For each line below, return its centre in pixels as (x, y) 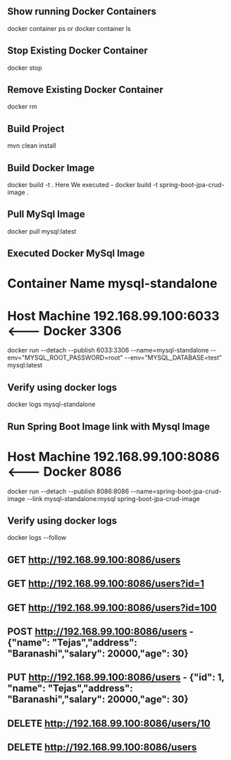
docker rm (22, 107)
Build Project (36, 128)
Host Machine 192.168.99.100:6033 (113, 316)
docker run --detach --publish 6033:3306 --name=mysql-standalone (108, 350)
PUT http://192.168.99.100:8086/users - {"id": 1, (116, 677)
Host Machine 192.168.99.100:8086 (113, 456)
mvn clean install (32, 146)
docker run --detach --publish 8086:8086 (68, 491)
